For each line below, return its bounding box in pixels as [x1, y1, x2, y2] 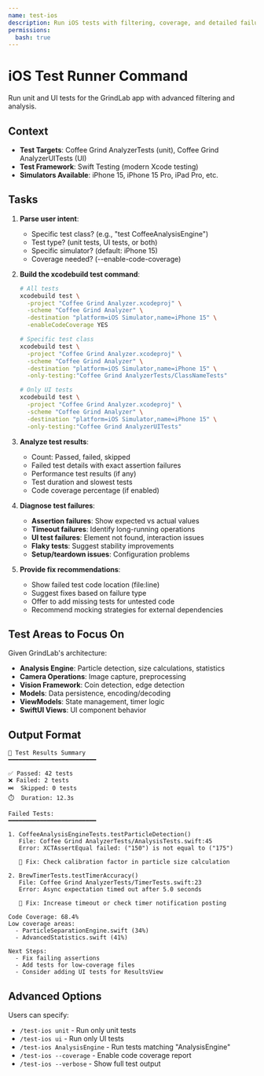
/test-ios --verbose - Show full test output [19, 1059, 161, 1068]
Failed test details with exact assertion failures [31, 461, 181, 470]
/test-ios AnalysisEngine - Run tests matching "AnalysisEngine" [19, 1042, 231, 1052]
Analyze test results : [19, 437, 89, 446]
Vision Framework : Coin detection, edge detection [19, 681, 185, 690]
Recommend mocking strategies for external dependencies [31, 604, 224, 614]
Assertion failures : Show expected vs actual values [31, 516, 200, 525]
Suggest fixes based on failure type [31, 588, 147, 597]
